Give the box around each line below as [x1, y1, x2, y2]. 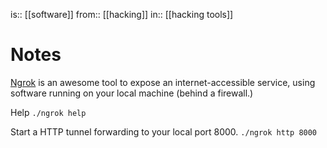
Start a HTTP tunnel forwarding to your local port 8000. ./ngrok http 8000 [10, 125, 318, 138]
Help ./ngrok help [10, 106, 87, 118]
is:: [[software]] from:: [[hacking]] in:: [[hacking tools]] [10, 9, 234, 20]
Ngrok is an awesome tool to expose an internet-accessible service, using [10, 76, 316, 88]
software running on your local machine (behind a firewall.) [10, 87, 254, 99]
